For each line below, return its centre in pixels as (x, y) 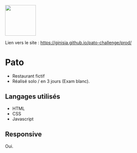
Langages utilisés (33, 97)
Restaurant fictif (28, 76)
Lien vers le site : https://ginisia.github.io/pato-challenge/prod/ (68, 43)
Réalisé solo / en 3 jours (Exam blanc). (51, 81)
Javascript (23, 119)
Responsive (24, 134)
